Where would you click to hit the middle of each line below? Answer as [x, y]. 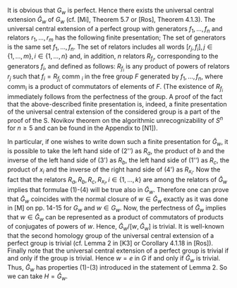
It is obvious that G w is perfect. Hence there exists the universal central [110, 11]
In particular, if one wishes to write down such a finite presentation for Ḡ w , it [118, 143]
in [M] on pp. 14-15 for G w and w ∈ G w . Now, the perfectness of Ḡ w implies [117, 209]
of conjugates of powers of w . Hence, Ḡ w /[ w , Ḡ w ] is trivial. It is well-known [116, 227]
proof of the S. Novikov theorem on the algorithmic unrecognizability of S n [115, 120]
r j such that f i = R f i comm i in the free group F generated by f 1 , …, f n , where [115, 78]
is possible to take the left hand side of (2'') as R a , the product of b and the [116, 151]
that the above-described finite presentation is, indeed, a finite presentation [117, 104]
